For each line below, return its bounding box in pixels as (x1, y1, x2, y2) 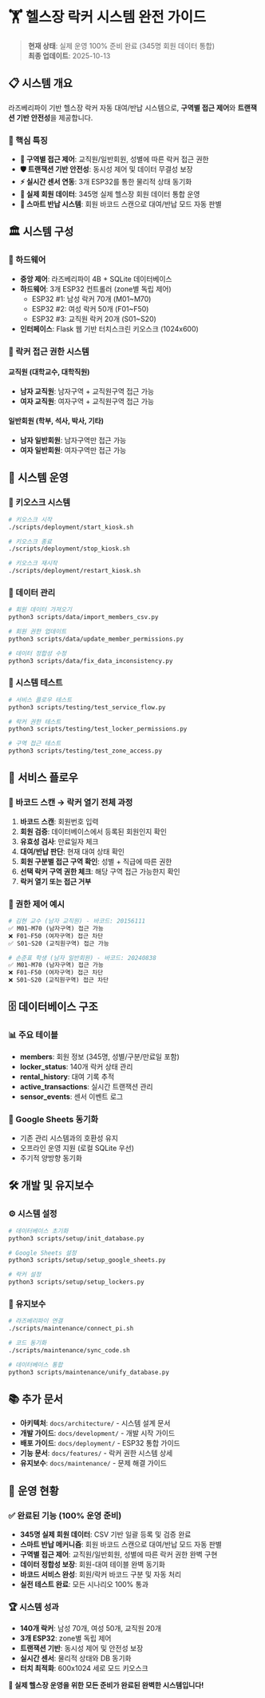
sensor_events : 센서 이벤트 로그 (19, 1092, 124, 1101)
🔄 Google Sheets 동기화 (8, 1113, 98, 1125)
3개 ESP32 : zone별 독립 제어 (19, 1633, 112, 1643)
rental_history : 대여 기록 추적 (19, 1072, 115, 1081)
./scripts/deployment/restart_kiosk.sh (8, 567, 141, 575)
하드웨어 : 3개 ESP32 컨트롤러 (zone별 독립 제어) (19, 284, 172, 293)
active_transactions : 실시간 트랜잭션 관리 (19, 1081, 153, 1091)
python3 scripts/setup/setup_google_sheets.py (8, 1256, 166, 1264)
